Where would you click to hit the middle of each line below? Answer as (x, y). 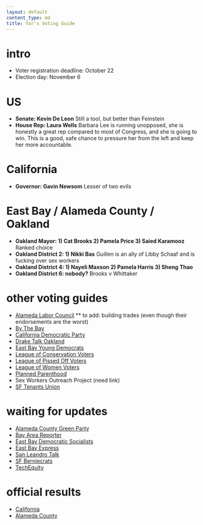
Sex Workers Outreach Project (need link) (68, 381)
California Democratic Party (50, 335)
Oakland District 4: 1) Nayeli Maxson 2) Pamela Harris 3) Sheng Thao (104, 267)
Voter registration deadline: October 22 (65, 70)
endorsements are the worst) (52, 322)
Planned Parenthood (41, 374)
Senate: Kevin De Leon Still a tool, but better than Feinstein (90, 119)
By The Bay (30, 329)
